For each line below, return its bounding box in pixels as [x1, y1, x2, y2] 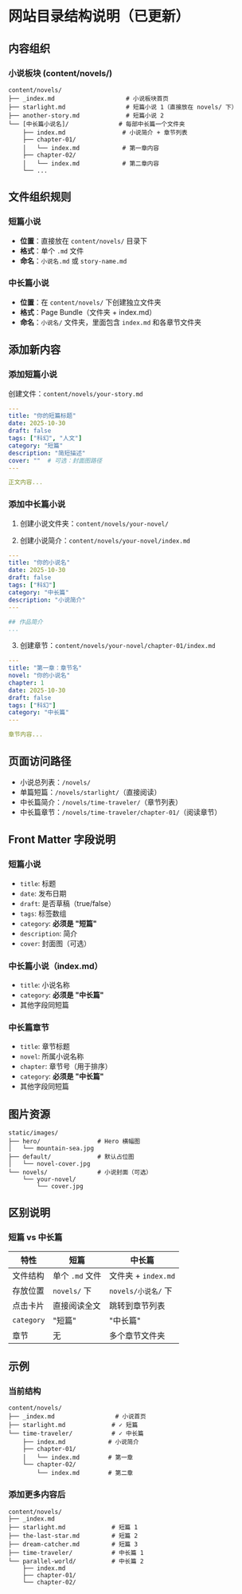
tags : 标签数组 [19, 908, 67, 918]
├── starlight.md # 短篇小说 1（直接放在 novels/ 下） [8, 103, 238, 111]
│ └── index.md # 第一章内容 [22, 144, 159, 152]
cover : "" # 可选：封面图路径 [8, 456, 103, 464]
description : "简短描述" [8, 449, 86, 457]
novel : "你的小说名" [8, 672, 70, 680]
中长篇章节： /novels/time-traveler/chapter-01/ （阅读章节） [19, 807, 222, 817]
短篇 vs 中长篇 [8, 1232, 63, 1243]
